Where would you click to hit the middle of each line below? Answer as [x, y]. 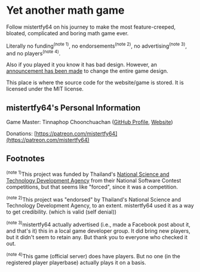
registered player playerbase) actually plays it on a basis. [76, 262]
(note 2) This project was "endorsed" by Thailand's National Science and [93, 199]
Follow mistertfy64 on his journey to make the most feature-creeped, [91, 27]
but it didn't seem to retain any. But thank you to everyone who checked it [97, 237]
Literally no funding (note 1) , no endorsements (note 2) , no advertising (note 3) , [96, 45]
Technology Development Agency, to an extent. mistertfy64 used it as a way [100, 206]
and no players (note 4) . [33, 52]
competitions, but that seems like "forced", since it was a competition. [92, 187]
